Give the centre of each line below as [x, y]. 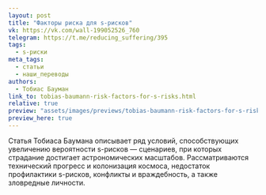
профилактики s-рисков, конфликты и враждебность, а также [113, 174]
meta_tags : [26, 60]
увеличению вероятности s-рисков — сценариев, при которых [115, 149]
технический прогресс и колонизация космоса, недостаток [109, 166]
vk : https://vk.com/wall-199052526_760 [74, 30]
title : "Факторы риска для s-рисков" [70, 23]
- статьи [30, 67]
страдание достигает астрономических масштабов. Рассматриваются [129, 157]
